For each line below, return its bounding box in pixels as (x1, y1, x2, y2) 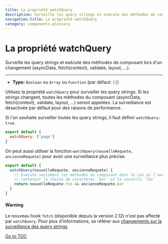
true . (5, 120, 16, 126)
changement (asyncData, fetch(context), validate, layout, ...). (5, 65, 130, 71)
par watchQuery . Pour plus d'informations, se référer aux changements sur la (5, 218, 162, 224)
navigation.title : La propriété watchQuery (5, 17, 97, 22)
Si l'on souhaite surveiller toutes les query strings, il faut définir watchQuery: (5, 115, 161, 121)
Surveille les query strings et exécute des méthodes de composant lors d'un (5, 60, 162, 66)
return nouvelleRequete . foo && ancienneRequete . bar (14, 181, 124, 187)
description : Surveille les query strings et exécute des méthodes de (5, 12, 155, 17)
